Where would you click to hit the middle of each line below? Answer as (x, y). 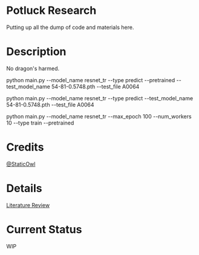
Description (36, 52)
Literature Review (28, 205)
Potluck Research (51, 11)
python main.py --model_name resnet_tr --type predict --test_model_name (100, 98)
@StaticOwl (21, 164)
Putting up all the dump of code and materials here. (70, 27)
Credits (25, 147)
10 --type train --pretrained (40, 123)
